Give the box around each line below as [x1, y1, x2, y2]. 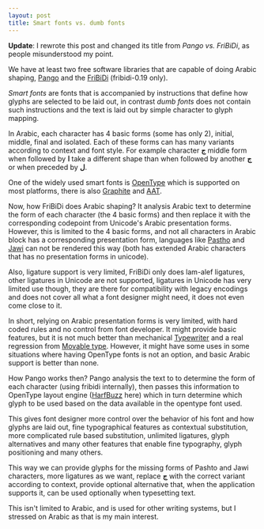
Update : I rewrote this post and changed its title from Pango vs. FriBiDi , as [8, 40, 251, 50]
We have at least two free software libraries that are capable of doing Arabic [8, 64, 257, 74]
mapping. [8, 113, 40, 123]
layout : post [8, 11, 51, 20]
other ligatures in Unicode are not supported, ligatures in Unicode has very [8, 275, 251, 285]
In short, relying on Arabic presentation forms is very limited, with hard [8, 316, 238, 325]
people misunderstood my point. [8, 49, 115, 59]
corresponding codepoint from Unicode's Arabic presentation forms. [8, 218, 232, 228]
